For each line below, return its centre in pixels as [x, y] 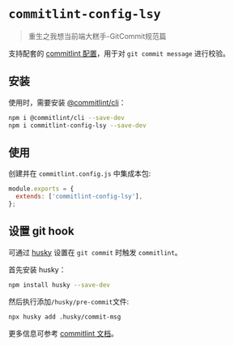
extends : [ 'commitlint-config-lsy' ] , [79, 197]
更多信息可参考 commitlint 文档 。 [64, 333]
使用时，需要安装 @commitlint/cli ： [67, 102]
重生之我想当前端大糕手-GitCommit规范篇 [97, 36]
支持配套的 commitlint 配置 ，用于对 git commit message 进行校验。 [119, 53]
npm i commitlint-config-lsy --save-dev [78, 125]
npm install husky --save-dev [60, 285]
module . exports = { [41, 189]
